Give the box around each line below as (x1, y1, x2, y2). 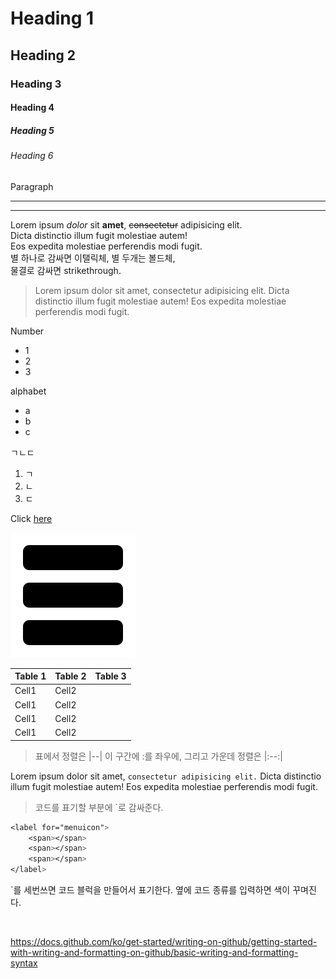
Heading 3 (10, 77, 62, 91)
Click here (10, 512, 53, 524)
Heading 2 (10, 47, 77, 64)
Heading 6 (10, 150, 54, 162)
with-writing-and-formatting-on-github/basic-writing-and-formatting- (10, 947, 299, 959)
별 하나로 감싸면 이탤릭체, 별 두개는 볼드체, (10, 252, 176, 264)
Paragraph (10, 180, 54, 192)
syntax (10, 957, 38, 969)
